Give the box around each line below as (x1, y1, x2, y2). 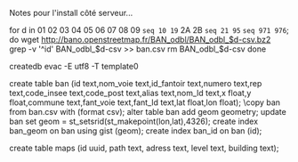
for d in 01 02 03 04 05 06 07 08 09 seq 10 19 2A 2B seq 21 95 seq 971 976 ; (9, 25, 289, 35)
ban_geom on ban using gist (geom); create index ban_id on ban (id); (9, 126, 262, 136)
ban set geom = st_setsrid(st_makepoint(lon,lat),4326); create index (9, 116, 259, 126)
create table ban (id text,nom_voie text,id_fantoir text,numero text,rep (9, 78, 262, 88)
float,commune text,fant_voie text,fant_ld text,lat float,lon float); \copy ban (9, 97, 281, 108)
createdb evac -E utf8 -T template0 (9, 61, 139, 71)
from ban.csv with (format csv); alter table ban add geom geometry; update (9, 107, 286, 117)
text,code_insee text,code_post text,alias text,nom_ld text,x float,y (9, 88, 252, 98)
